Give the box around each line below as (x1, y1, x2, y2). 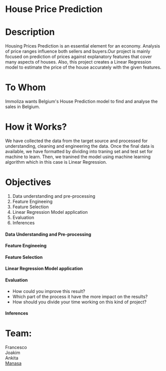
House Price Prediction (5, 4, 103, 15)
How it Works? (5, 121, 67, 133)
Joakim (5, 349, 20, 356)
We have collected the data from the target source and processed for (5, 138, 148, 144)
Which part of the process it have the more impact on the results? (12, 293, 148, 299)
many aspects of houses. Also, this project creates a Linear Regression (5, 59, 151, 65)
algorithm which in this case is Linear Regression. (5, 159, 107, 165)
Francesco (5, 344, 27, 350)
